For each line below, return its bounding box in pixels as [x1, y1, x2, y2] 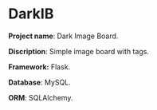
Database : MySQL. [8, 77, 72, 87]
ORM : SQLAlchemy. [8, 92, 73, 102]
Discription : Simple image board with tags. [8, 46, 150, 56]
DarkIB [8, 5, 54, 23]
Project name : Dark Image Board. [8, 31, 119, 41]
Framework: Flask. [8, 61, 71, 72]
